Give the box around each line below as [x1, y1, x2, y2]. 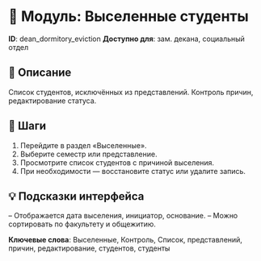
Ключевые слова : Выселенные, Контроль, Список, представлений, [8, 235, 242, 245]
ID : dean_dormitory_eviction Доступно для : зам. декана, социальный [8, 34, 245, 43]
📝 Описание [8, 66, 72, 80]
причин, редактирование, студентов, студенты [8, 243, 170, 253]
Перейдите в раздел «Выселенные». [19, 140, 147, 150]
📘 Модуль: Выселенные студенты [8, 7, 249, 26]
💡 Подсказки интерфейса [8, 189, 145, 203]
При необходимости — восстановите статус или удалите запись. [19, 166, 246, 176]
